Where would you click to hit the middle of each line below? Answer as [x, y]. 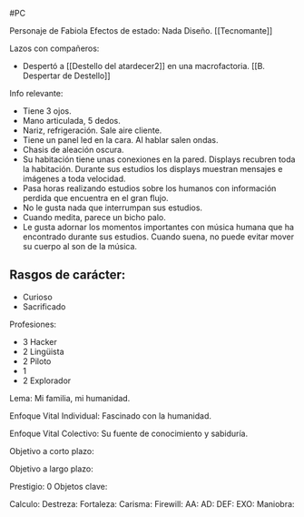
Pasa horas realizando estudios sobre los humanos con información [149, 188]
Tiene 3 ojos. [47, 111]
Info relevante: [36, 93]
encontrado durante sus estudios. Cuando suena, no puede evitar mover [158, 237]
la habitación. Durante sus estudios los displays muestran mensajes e [152, 169]
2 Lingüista [44, 351]
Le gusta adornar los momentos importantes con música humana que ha [158, 227]
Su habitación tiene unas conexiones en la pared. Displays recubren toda [159, 159]
